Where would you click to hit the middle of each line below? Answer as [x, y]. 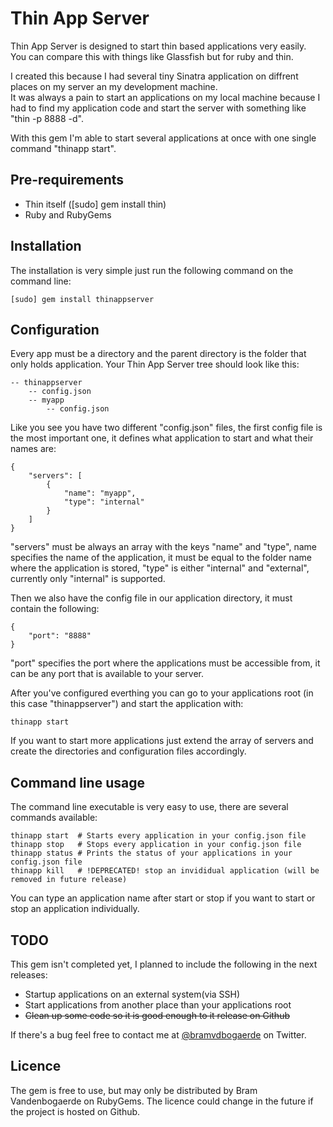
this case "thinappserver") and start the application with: [127, 704]
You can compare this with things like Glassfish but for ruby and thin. [152, 56]
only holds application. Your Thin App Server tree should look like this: [155, 364]
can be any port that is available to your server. [107, 674]
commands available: [54, 818]
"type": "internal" [104, 502]
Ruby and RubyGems [68, 214]
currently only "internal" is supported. [88, 579]
